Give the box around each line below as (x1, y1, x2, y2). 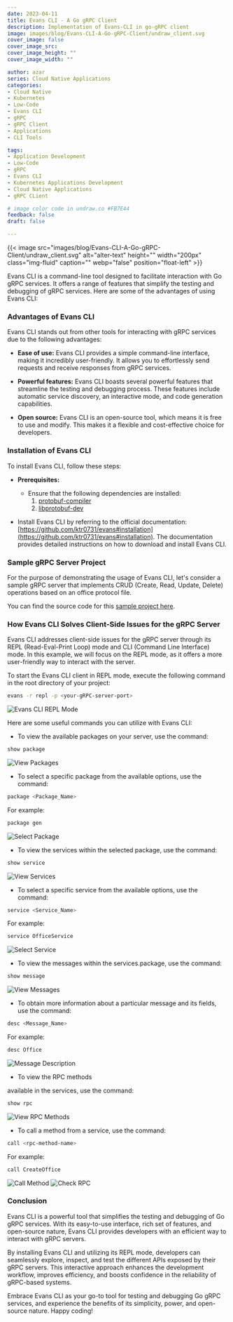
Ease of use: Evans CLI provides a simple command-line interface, (17, 349, 210, 357)
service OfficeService (7, 933, 73, 940)
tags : (7, 147, 23, 154)
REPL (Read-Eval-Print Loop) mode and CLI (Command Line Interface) (7, 643, 210, 652)
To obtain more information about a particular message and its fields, (17, 999, 217, 1007)
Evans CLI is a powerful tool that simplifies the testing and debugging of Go (7, 1212, 225, 1220)
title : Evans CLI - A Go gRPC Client (7, 17, 118, 24)
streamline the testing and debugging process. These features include (17, 385, 220, 393)
